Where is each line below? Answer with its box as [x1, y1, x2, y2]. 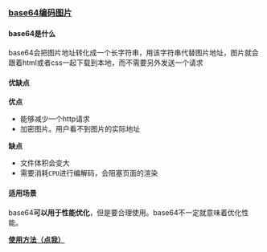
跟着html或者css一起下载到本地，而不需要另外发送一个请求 [8, 58, 203, 67]
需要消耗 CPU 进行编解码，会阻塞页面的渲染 [19, 169, 158, 178]
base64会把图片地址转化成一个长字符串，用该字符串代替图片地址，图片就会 [8, 48, 259, 58]
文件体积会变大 [19, 158, 70, 168]
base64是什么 [8, 28, 56, 38]
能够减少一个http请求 [19, 114, 90, 124]
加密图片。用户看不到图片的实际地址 [19, 124, 141, 134]
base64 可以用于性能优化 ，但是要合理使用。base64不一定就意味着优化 [8, 207, 242, 217]
